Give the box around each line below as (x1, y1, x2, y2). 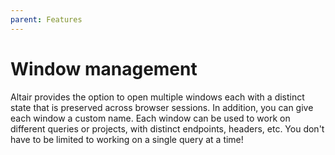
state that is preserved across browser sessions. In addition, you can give (10, 101, 314, 113)
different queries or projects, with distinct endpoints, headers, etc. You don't (10, 122, 325, 135)
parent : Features (10, 14, 83, 25)
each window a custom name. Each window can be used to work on (10, 112, 291, 124)
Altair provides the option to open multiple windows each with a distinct (10, 91, 305, 103)
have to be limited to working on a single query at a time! (10, 133, 244, 145)
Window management (10, 57, 198, 80)
